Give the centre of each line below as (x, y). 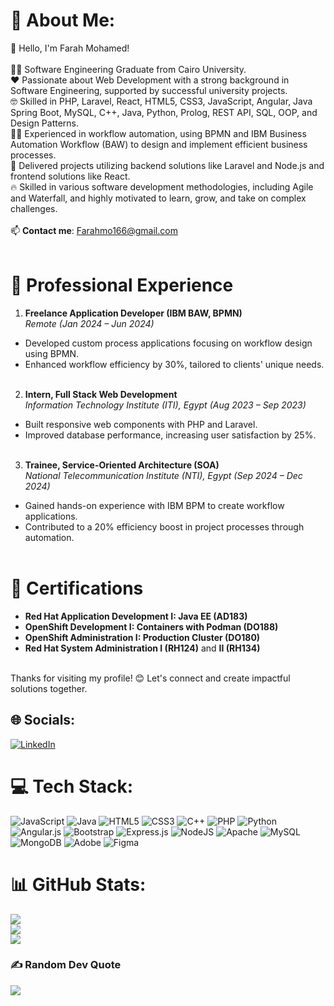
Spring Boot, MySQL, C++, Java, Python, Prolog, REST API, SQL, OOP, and (164, 112)
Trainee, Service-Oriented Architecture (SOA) (122, 465)
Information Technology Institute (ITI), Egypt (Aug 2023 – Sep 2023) (165, 405)
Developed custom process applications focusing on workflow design (168, 343)
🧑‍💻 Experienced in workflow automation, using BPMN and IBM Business (158, 133)
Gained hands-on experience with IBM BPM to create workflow (154, 505)
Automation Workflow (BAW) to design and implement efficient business (159, 144)
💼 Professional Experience (122, 285)
